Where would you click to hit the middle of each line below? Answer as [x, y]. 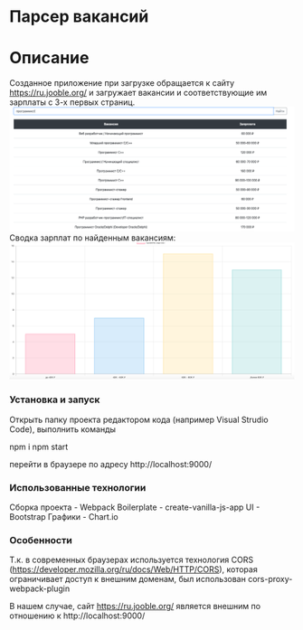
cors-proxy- [270, 579]
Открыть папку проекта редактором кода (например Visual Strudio [139, 419]
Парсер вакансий [79, 17]
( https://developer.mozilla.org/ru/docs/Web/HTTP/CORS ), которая [133, 569]
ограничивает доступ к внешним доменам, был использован [128, 579]
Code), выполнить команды [62, 429]
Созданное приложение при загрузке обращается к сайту [122, 83]
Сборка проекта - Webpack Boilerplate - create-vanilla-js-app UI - [135, 507]
